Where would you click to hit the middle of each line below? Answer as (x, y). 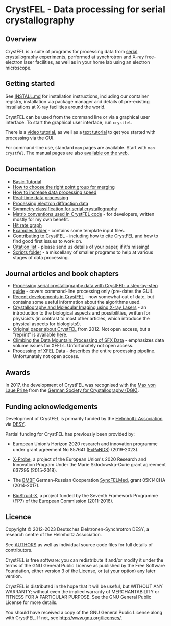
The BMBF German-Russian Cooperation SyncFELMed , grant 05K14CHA (89, 480)
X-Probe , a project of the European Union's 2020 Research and (79, 459)
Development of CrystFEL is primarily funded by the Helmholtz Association (84, 419)
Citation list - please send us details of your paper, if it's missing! (81, 247)
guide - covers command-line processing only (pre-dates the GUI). (83, 291)
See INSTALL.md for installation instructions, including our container (77, 96)
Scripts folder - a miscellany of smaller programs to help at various (83, 252)
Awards (18, 373)
